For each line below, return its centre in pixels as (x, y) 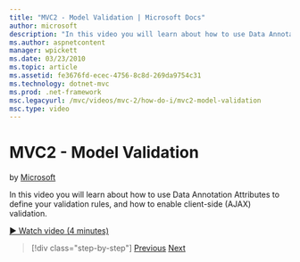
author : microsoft (43, 26)
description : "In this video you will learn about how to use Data (137, 34)
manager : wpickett (43, 51)
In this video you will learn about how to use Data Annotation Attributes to (144, 195)
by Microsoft (33, 177)
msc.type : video (39, 109)
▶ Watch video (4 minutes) (59, 231)
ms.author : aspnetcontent (57, 42)
